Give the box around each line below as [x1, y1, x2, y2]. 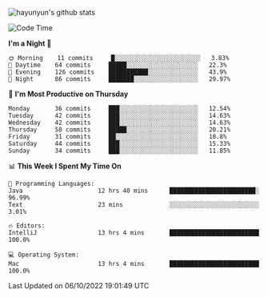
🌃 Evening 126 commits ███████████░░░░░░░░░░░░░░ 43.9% [8, 68, 227, 76]
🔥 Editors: [8, 222, 46, 230]
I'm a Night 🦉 [8, 38, 52, 48]
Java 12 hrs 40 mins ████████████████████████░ [8, 187, 260, 195]
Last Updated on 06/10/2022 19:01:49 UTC [8, 281, 150, 290]
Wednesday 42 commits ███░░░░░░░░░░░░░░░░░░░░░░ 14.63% [8, 119, 230, 127]
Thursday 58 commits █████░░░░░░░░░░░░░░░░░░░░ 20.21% [8, 126, 230, 134]
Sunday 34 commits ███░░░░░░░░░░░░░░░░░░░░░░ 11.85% [8, 147, 230, 155]
